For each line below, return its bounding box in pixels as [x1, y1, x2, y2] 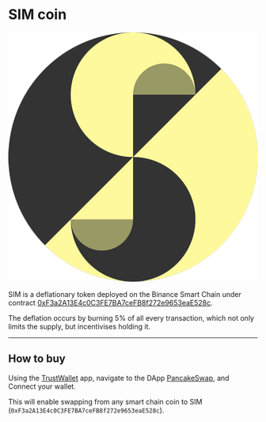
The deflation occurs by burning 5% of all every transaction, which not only [8, 313, 255, 322]
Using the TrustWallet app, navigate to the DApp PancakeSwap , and [8, 373, 230, 382]
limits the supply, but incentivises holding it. [8, 321, 151, 331]
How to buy [8, 352, 66, 366]
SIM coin [8, 6, 67, 24]
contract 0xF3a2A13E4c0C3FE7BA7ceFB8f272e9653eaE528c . [8, 298, 214, 307]
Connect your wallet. [8, 382, 77, 391]
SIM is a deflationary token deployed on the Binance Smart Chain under [8, 289, 241, 298]
